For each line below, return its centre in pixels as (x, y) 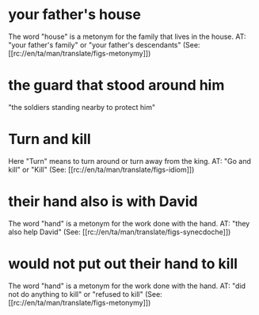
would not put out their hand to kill (123, 264)
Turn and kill (50, 139)
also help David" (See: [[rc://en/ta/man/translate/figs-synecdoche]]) (120, 232)
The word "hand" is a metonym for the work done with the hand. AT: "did (127, 286)
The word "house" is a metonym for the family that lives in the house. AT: (127, 36)
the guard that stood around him (116, 85)
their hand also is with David (103, 201)
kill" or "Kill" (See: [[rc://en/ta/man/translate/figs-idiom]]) (101, 169)
